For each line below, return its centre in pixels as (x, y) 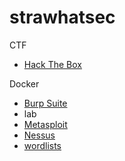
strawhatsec (62, 17)
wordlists (42, 145)
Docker (24, 83)
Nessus (39, 135)
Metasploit (45, 124)
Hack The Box (52, 64)
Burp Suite (45, 103)
